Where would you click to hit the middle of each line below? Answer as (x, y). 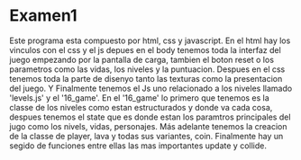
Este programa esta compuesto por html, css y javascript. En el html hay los (150, 40)
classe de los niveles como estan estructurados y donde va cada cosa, (141, 107)
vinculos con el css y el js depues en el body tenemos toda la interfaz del (145, 49)
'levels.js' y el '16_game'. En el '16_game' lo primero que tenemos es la (140, 98)
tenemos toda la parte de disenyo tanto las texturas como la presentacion (146, 78)
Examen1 (44, 16)
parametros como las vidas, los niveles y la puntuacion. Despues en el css (147, 69)
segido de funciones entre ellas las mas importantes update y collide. (138, 146)
